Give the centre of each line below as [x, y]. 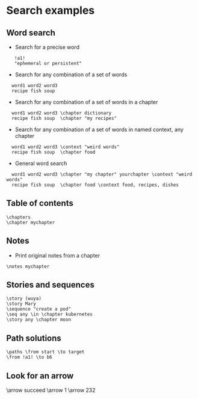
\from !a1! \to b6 [29, 357]
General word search [41, 163]
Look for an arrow [40, 376]
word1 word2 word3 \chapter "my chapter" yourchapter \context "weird [102, 175]
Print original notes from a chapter [57, 255]
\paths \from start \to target [45, 352]
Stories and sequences [50, 285]
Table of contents [40, 203]
